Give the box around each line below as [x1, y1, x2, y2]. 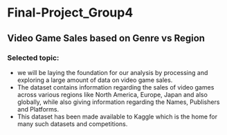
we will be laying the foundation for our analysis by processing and [17, 68, 208, 76]
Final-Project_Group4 [7, 5, 134, 21]
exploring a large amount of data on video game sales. [17, 76, 173, 84]
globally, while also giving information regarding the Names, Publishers [17, 98, 220, 106]
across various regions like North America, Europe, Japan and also [17, 90, 208, 98]
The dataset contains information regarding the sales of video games [17, 83, 215, 91]
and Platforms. [17, 105, 60, 113]
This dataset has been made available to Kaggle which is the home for [17, 112, 218, 121]
